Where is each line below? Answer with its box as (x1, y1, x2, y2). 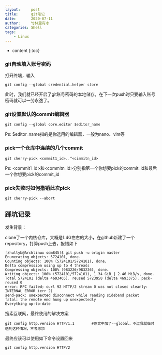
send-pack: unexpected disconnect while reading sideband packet (5, 293, 139, 298)
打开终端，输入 (5, 72, 35, 78)
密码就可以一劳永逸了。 (5, 98, 52, 104)
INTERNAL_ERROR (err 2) (5, 288, 53, 293)
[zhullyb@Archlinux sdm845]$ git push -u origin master (5, 250, 120, 255)
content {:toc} (12, 47, 40, 53)
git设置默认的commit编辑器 (5, 111, 69, 118)
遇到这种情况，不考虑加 (5, 326, 45, 331)
